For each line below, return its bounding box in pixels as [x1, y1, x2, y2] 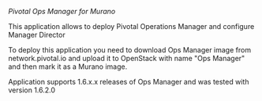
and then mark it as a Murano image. [8, 62, 128, 71]
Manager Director [8, 31, 65, 39]
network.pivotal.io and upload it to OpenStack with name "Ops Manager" [8, 54, 245, 63]
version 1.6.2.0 [8, 85, 56, 95]
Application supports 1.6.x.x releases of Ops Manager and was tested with [8, 78, 249, 86]
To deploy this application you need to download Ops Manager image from [8, 45, 251, 54]
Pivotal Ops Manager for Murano [8, 7, 116, 16]
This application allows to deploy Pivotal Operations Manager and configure [8, 22, 255, 31]
